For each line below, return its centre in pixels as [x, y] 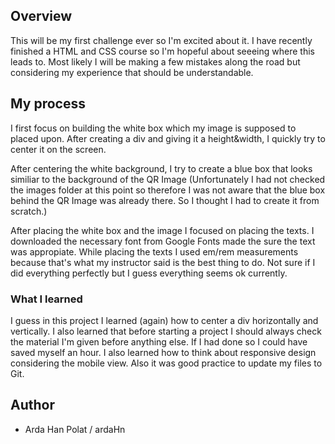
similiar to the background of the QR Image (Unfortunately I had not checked [168, 179]
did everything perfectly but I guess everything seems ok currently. [149, 273]
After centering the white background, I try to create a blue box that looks [161, 168]
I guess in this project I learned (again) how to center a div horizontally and [164, 320]
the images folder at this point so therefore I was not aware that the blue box [168, 190]
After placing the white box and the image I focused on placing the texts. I [162, 230]
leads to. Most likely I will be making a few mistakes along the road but [155, 61]
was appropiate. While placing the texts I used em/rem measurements [154, 251]
